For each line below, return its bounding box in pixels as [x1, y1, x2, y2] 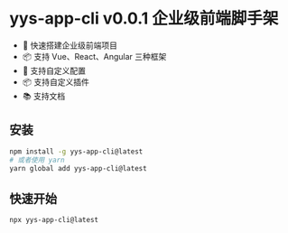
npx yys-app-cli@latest [9, 216, 99, 225]
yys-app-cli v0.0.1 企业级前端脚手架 [9, 8, 279, 29]
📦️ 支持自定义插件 [22, 76, 90, 87]
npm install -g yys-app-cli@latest [9, 146, 144, 156]
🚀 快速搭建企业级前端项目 [22, 40, 117, 51]
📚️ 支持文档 [22, 90, 66, 101]
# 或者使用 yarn [9, 155, 65, 164]
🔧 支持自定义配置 [22, 65, 86, 76]
